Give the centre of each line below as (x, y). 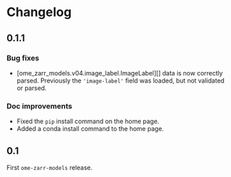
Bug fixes (23, 58)
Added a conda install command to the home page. (90, 129)
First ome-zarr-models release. (50, 167)
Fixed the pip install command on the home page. (88, 121)
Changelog (39, 12)
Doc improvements (39, 106)
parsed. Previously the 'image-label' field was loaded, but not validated (120, 80)
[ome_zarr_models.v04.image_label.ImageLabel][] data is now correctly (120, 73)
